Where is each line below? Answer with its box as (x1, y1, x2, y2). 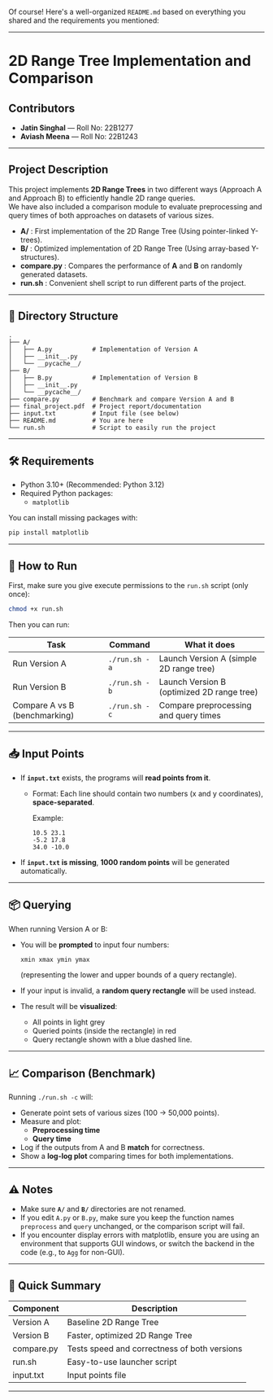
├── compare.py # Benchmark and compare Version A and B (8, 395, 234, 403)
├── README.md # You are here (8, 416, 144, 424)
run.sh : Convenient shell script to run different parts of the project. (19, 278, 246, 287)
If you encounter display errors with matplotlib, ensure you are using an (19, 1230, 260, 1240)
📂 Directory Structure (8, 309, 119, 323)
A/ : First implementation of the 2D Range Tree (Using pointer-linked (19, 226, 249, 235)
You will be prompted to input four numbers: (19, 940, 170, 950)
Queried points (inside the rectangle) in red (32, 1025, 177, 1035)
